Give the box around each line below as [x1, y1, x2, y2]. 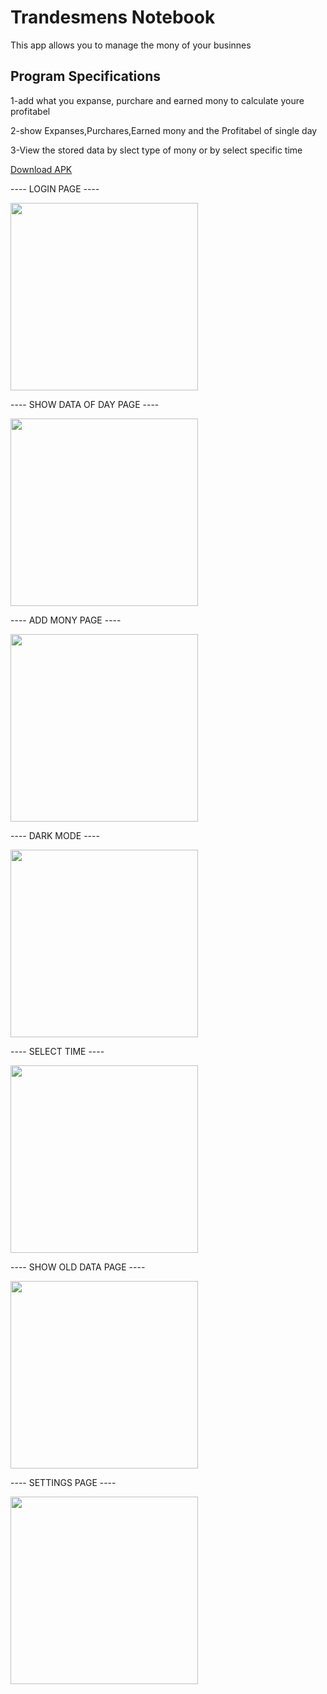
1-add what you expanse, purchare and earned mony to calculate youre [10, 94, 305, 106]
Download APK [10, 163, 73, 175]
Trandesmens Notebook [10, 6, 216, 29]
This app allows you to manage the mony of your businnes [10, 39, 252, 51]
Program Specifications [10, 68, 162, 85]
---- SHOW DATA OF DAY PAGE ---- [10, 398, 160, 410]
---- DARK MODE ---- [10, 829, 100, 841]
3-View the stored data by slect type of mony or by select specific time [10, 144, 303, 156]
